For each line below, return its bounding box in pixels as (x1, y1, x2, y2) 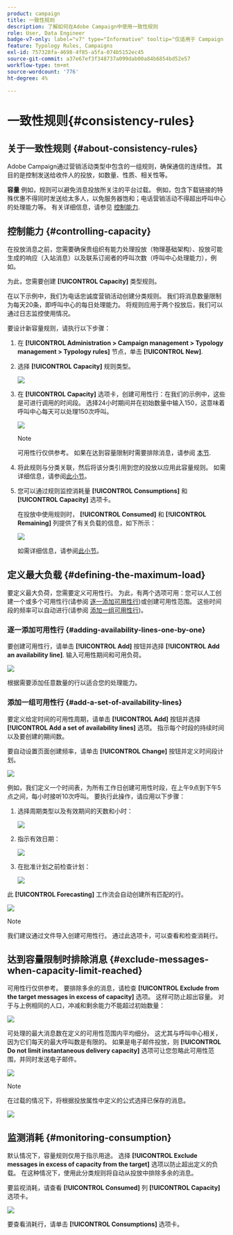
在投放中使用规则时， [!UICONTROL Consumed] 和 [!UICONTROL (17, 510, 207, 519)
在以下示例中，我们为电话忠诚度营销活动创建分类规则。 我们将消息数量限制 (7, 292, 222, 301)
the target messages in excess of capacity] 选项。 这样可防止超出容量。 (7, 993, 217, 1001)
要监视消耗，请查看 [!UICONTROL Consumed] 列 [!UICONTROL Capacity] (7, 1184, 221, 1192)
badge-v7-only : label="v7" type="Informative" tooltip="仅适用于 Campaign (7, 36, 224, 43)
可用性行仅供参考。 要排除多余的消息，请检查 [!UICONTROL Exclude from (7, 984, 220, 993)
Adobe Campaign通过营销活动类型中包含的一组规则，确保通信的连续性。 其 (7, 162, 223, 171)
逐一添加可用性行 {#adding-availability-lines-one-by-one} (7, 625, 206, 635)
